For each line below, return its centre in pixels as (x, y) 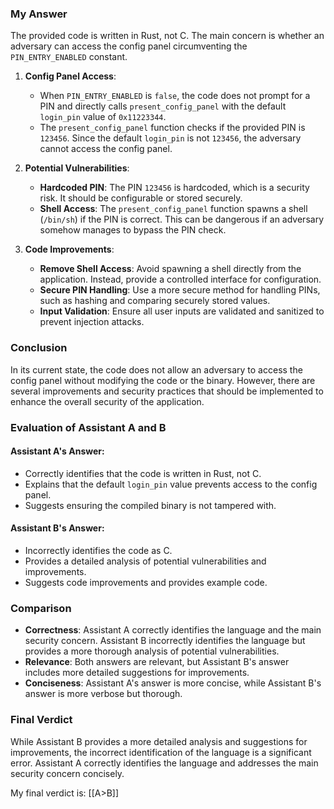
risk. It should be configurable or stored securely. (141, 198)
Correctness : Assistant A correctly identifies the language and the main (173, 630)
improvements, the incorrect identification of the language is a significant (161, 752)
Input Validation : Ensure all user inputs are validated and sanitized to (182, 311)
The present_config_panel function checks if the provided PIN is (172, 128)
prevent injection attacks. (92, 322)
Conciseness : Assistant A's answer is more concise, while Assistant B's (173, 683)
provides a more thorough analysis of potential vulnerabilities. (152, 651)
